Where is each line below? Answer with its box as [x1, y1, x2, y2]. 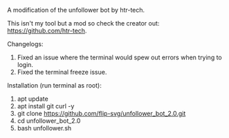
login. [17, 61, 33, 68]
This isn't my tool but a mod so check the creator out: [7, 19, 160, 27]
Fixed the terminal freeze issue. [17, 68, 107, 76]
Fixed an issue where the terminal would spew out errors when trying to [17, 53, 223, 61]
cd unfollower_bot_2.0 [17, 117, 81, 125]
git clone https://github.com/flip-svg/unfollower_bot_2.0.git [17, 110, 186, 117]
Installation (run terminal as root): [7, 81, 102, 89]
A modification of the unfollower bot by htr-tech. [7, 6, 145, 14]
